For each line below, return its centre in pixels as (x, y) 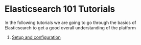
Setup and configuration (36, 37)
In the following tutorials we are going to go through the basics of (70, 22)
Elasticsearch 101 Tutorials (60, 9)
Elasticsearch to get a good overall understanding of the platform (70, 27)
